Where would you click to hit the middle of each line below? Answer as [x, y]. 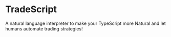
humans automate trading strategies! [44, 28]
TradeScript [31, 9]
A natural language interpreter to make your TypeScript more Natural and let [86, 23]
